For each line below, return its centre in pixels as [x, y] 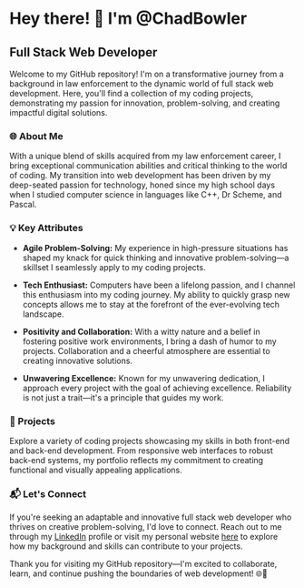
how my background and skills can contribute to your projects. [126, 546]
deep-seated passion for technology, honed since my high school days [142, 185]
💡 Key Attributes [46, 228]
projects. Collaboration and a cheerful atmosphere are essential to [146, 350]
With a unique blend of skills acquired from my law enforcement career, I [145, 156]
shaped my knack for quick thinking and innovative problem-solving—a [156, 258]
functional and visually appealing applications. [96, 470]
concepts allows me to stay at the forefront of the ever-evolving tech [151, 304]
